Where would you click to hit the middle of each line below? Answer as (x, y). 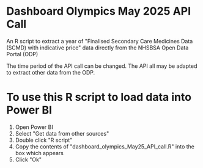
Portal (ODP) (22, 54)
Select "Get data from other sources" (62, 133)
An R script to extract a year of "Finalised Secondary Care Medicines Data (100, 41)
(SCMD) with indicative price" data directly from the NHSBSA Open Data (98, 48)
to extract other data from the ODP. (51, 72)
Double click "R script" (44, 140)
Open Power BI (34, 127)
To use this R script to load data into (99, 97)
